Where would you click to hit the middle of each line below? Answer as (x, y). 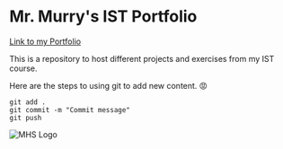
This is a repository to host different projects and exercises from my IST (142, 58)
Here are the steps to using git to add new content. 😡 (109, 85)
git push (26, 118)
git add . (28, 102)
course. (23, 68)
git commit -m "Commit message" (70, 110)
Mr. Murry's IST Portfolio (103, 17)
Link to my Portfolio (45, 41)
